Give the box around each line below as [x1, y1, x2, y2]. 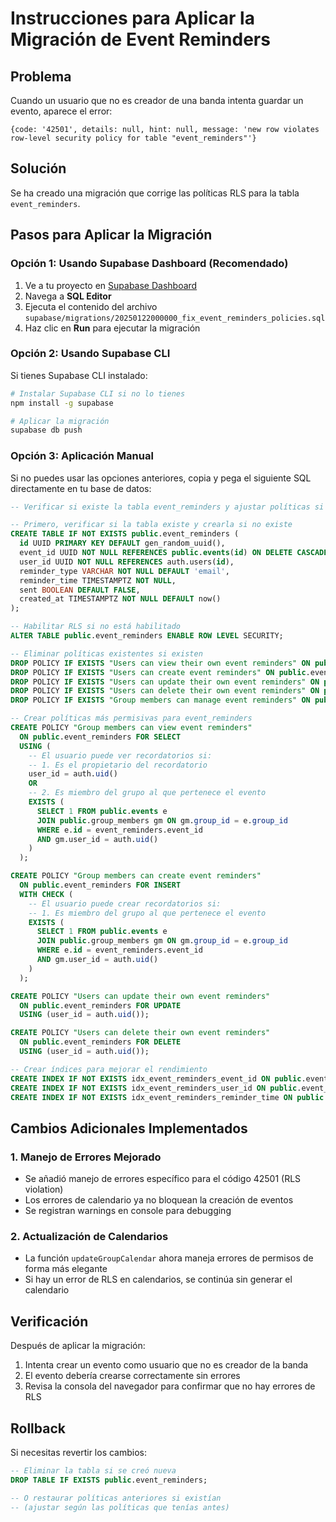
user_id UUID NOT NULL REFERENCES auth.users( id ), [19, 557, 235, 567]
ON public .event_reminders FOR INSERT [19, 880, 182, 891]
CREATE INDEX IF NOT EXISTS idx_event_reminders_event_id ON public [10, 1073, 302, 1084]
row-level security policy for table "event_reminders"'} [10, 133, 257, 143]
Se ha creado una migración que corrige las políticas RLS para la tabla [10, 187, 300, 199]
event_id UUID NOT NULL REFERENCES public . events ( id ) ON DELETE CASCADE [19, 548, 329, 558]
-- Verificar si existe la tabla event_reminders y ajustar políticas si [10, 502, 325, 512]
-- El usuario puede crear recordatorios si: [28, 898, 222, 909]
